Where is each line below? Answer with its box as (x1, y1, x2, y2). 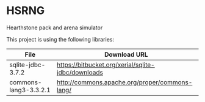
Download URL (104, 50, 148, 59)
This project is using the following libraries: (6, 35, 115, 43)
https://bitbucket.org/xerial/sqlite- (57, 60, 155, 69)
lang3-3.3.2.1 (9, 86, 51, 94)
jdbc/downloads (57, 68, 104, 76)
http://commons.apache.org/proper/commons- (57, 78, 193, 86)
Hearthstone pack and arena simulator (6, 24, 103, 31)
